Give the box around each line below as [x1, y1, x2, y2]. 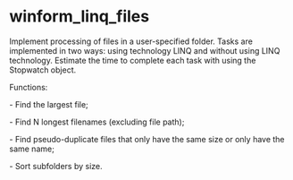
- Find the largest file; [9, 99, 89, 109]
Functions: [9, 81, 48, 92]
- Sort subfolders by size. [9, 160, 103, 171]
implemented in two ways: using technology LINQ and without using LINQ [9, 45, 280, 56]
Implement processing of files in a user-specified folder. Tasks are [9, 36, 253, 47]
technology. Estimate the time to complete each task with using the [9, 55, 256, 65]
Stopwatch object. [9, 64, 77, 75]
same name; [9, 143, 55, 154]
